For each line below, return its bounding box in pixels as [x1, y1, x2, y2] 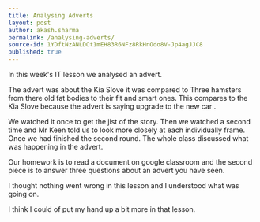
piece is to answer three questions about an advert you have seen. [8, 166, 225, 175]
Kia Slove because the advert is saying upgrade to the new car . [8, 102, 217, 111]
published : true [8, 48, 62, 56]
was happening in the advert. [8, 142, 104, 151]
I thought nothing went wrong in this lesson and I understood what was [8, 181, 239, 190]
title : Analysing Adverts [8, 11, 93, 20]
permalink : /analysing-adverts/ [8, 33, 115, 42]
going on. [8, 190, 40, 198]
